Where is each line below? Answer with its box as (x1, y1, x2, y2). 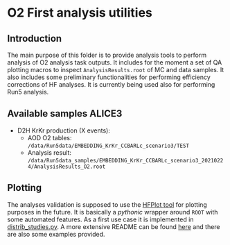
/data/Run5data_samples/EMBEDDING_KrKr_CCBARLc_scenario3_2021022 (27, 157, 224, 164)
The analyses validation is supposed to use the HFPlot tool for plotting (7, 200, 208, 209)
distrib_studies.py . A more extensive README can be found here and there (7, 222, 220, 230)
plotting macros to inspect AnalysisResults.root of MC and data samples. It (7, 66, 224, 74)
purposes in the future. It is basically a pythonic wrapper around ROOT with (7, 208, 218, 216)
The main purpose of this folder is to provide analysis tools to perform (7, 51, 206, 59)
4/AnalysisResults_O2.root (27, 163, 106, 170)
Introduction (7, 33, 62, 44)
